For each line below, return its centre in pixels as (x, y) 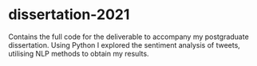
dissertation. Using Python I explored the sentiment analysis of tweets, (125, 45)
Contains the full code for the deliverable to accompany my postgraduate (128, 37)
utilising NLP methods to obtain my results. (79, 53)
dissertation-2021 (69, 15)
